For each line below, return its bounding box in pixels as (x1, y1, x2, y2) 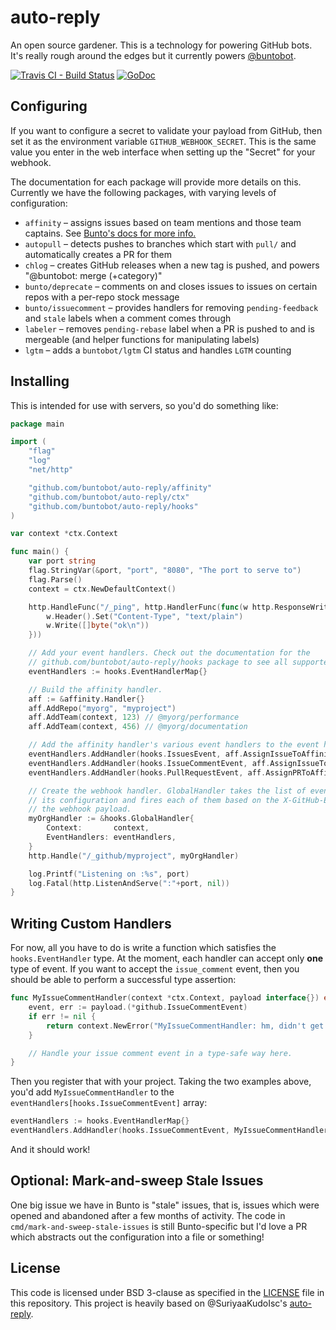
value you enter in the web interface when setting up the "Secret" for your (10, 146, 316, 158)
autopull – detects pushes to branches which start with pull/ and (24, 237, 297, 250)
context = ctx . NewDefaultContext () (28, 584, 177, 594)
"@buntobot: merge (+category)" (24, 269, 163, 281)
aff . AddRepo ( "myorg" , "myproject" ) (28, 703, 177, 713)
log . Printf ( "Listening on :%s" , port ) (28, 869, 190, 879)
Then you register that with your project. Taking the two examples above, (10, 1076, 312, 1088)
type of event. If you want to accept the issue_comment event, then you (10, 963, 300, 975)
